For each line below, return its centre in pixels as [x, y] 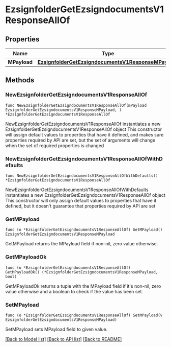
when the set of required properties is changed [55, 145]
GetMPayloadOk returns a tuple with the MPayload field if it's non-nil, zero [83, 286]
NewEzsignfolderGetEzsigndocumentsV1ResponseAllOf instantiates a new [83, 124]
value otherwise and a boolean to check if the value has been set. [74, 291]
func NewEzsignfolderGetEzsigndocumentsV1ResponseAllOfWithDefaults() [82, 176]
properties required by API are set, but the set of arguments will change [80, 140]
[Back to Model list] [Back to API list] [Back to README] [64, 339]
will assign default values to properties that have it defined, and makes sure [84, 134]
